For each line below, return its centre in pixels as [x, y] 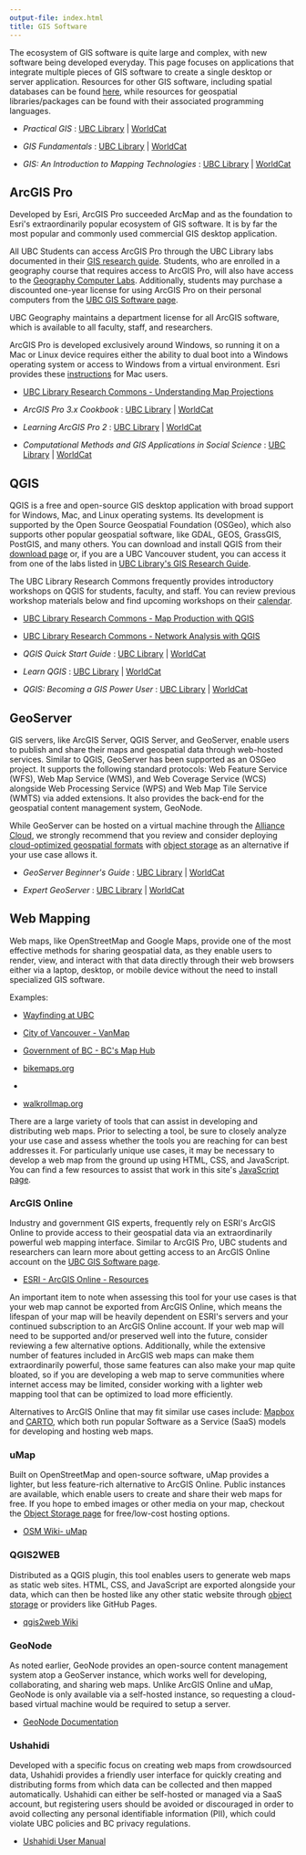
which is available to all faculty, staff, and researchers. [111, 327]
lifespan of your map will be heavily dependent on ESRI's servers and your [149, 1317]
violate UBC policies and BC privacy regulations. [100, 1824]
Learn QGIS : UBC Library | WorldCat [92, 671]
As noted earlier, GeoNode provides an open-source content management [149, 1665]
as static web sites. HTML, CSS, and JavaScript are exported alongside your [153, 1585]
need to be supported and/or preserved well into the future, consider [139, 1336]
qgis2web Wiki [51, 1621]
